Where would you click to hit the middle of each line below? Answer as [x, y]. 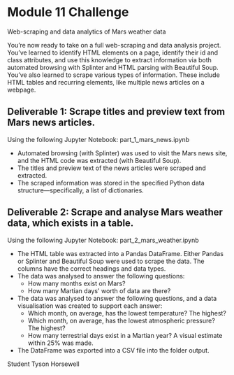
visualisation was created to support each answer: [90, 306]
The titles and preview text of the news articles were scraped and [111, 168]
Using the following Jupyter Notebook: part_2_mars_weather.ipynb [103, 240]
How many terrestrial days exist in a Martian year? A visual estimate [125, 335]
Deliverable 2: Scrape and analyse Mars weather [115, 212]
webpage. [22, 90]
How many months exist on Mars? [76, 283]
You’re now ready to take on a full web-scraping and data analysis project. [114, 45]
